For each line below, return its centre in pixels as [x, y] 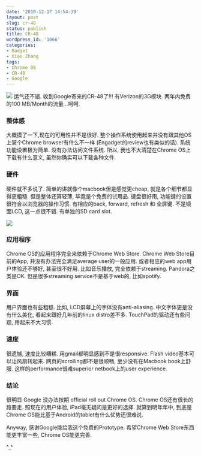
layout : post [22, 17]
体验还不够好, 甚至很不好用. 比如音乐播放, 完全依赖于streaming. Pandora [100, 269]
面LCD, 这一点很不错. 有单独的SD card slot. [59, 211]
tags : [13, 62]
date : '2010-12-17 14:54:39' [43, 12]
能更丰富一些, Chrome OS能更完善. [49, 434]
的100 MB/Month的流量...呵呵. [43, 104]
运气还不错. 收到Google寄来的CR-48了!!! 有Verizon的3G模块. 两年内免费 [102, 96]
